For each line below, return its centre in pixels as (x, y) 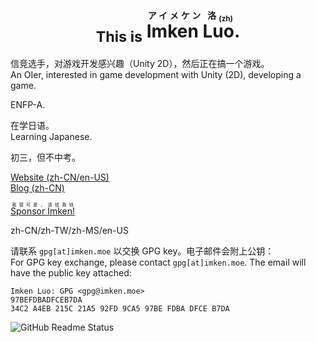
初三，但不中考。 (45, 157)
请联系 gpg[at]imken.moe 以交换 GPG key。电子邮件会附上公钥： (142, 251)
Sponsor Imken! (43, 211)
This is (119, 36)
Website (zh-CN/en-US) (60, 177)
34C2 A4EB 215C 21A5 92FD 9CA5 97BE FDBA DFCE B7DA (120, 309)
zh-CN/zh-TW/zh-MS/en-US (69, 231)
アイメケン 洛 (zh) (190, 17)
